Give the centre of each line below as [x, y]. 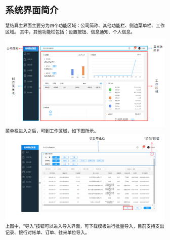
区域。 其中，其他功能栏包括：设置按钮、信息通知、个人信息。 [70, 31]
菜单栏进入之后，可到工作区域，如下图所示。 [52, 131]
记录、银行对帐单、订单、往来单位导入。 [47, 232]
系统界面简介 [32, 10]
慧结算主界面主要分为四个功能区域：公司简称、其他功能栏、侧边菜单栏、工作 [85, 25]
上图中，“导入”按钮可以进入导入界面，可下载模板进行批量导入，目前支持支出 [85, 226]
